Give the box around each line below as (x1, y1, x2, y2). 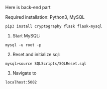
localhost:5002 (5, 80, 37, 85)
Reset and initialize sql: (12, 52, 60, 57)
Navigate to (12, 70, 37, 76)
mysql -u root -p (5, 42, 42, 48)
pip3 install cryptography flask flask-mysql (5, 24, 102, 29)
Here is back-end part (5, 5, 51, 10)
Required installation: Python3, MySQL (5, 14, 85, 20)
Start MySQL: (12, 33, 41, 38)
